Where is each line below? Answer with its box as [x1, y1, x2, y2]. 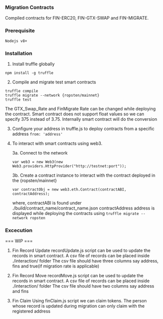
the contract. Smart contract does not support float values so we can [5, 111, 144, 117]
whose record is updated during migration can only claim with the [12, 303, 145, 309]
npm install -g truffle [5, 70, 54, 75]
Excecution [5, 227, 33, 234]
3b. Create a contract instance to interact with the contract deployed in [12, 172, 156, 178]
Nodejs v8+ [5, 38, 27, 43]
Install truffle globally [12, 61, 55, 67]
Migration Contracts [5, 4, 54, 11]
